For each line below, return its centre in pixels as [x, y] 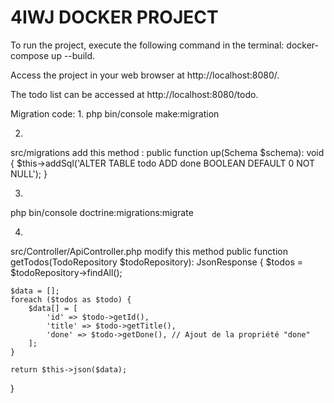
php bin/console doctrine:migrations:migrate [102, 212]
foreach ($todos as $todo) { [71, 299]
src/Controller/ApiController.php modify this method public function [149, 251]
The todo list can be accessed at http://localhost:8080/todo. [134, 94]
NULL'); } [29, 173]
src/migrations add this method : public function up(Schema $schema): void [167, 152]
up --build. [73, 55]
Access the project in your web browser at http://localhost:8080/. [145, 75]
